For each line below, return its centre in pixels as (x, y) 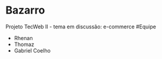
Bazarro (25, 10)
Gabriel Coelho (32, 50)
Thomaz (24, 44)
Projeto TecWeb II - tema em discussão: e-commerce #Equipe (81, 27)
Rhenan (23, 38)
